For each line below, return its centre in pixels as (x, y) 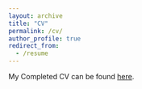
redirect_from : (34, 46)
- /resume (32, 53)
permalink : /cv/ (35, 31)
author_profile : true (45, 38)
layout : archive (35, 16)
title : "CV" (28, 23)
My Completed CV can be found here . (71, 76)
